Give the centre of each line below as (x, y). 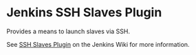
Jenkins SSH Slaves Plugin (84, 13)
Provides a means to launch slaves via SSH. (68, 31)
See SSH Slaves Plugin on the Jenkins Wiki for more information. (98, 44)
